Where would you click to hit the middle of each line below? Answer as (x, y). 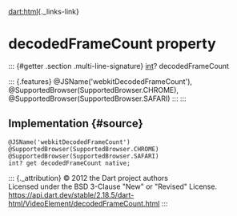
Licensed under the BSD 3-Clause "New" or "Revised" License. (113, 186)
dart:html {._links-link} (44, 12)
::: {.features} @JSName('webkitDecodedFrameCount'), (100, 81)
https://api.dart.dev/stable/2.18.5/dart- (71, 194)
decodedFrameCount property (112, 44)
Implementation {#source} (76, 124)
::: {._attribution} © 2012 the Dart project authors (88, 178)
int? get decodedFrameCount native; (69, 163)
